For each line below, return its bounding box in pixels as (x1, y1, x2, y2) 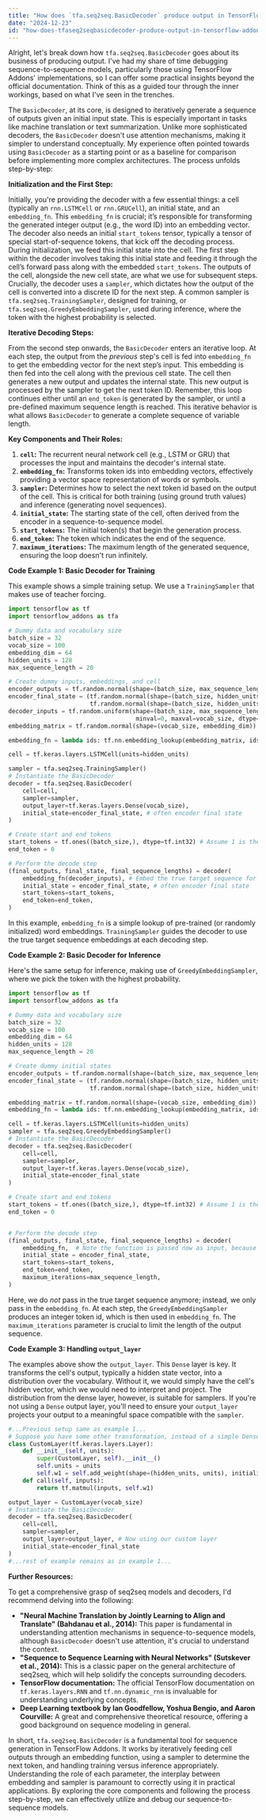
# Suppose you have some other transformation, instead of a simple (8, 1432, 239, 1441)
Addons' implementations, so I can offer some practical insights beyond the (8, 73, 255, 83)
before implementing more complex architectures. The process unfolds (8, 156, 241, 165)
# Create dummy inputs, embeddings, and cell (8, 678, 161, 686)
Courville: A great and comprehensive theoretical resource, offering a (19, 1712, 249, 1721)
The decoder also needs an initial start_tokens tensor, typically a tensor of (8, 229, 252, 238)
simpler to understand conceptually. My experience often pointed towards (8, 139, 250, 149)
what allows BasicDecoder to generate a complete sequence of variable (8, 411, 240, 420)
